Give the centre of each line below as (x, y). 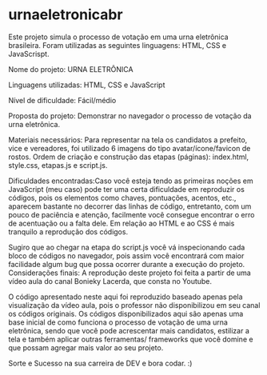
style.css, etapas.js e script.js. (58, 165)
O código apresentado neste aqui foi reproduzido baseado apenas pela (126, 297)
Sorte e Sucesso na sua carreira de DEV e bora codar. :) (100, 363)
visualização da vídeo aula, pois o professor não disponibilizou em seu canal (134, 305)
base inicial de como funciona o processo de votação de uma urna (118, 322)
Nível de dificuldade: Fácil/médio (62, 100)
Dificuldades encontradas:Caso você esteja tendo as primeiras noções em (131, 181)
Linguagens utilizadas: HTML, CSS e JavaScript (87, 85)
